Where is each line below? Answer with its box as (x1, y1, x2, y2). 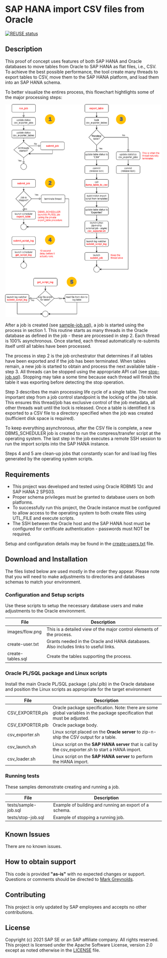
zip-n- (142, 729, 157, 735)
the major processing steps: (5, 94, 63, 100)
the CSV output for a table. (62, 734, 117, 740)
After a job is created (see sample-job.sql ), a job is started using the (5, 322, 145, 328)
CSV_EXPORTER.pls (7, 710, 48, 716)
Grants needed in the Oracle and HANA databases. (46, 639, 151, 644)
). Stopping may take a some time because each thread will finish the (18, 374, 160, 380)
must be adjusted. (53, 715, 89, 721)
